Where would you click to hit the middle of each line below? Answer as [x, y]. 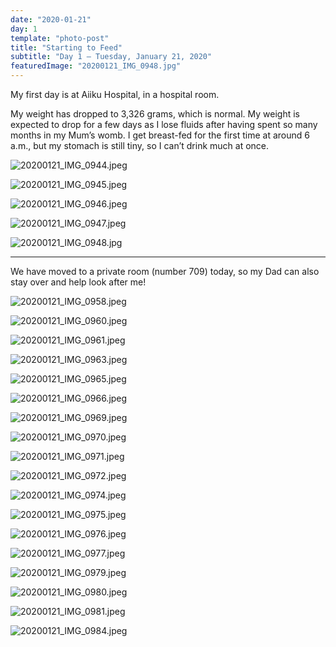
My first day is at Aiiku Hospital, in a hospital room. [115, 94]
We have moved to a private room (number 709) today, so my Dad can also [165, 271]
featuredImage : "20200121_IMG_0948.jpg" [96, 66]
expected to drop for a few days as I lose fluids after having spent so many [164, 124]
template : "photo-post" [60, 38]
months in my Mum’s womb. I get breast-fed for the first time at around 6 [160, 135]
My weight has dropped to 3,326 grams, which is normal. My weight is [155, 114]
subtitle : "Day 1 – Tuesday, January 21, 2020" [111, 57]
